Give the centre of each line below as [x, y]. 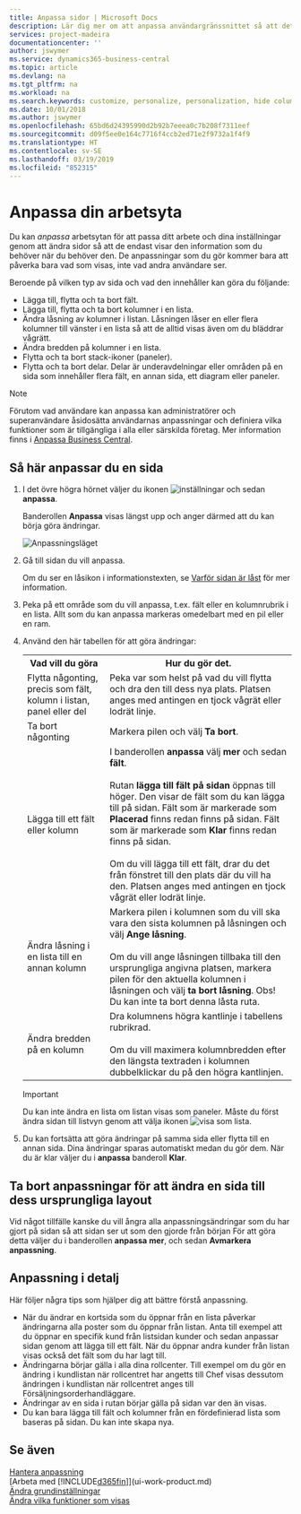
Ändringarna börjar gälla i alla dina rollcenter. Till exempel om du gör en [154, 1364]
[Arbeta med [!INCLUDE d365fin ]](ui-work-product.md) [111, 1481]
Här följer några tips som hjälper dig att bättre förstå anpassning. [129, 1300]
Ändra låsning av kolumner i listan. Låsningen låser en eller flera [140, 319]
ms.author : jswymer [46, 117]
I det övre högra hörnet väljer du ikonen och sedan [144, 489]
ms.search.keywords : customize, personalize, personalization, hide [140, 101]
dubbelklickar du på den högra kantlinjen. [196, 1072]
